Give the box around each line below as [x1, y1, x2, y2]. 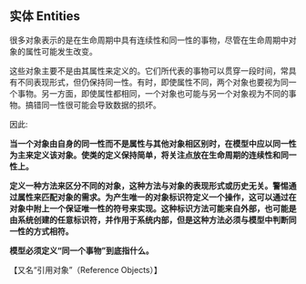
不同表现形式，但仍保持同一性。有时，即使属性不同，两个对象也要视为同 [16, 76, 289, 87]
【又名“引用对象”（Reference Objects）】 [9, 264, 162, 275]
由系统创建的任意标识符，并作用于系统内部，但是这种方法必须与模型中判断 [9, 214, 289, 225]
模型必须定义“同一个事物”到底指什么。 [9, 245, 155, 256]
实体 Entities [9, 8, 80, 25]
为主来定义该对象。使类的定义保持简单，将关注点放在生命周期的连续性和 [9, 149, 280, 160]
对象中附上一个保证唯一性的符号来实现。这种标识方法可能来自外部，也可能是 [9, 203, 297, 214]
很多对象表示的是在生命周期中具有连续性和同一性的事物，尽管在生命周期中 [9, 35, 289, 46]
